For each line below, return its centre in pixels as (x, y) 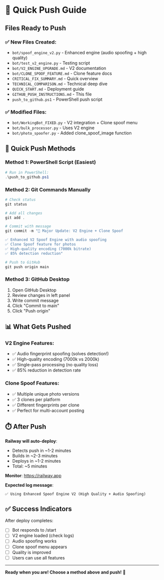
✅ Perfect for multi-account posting (48, 410)
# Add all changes (24, 213)
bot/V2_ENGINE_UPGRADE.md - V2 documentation (59, 68)
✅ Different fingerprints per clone (46, 405)
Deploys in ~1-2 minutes (36, 461)
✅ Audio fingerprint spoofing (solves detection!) (60, 354)
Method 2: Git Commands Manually (48, 189)
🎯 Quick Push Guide (46, 10)
